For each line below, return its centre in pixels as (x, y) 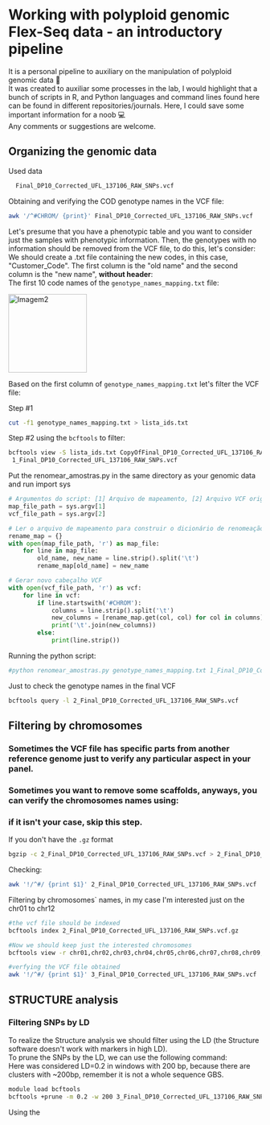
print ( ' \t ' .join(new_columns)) (104, 626)
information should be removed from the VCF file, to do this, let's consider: (132, 248)
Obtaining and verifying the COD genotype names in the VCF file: (117, 201)
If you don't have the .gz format (61, 840)
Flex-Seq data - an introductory (115, 32)
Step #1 (21, 407)
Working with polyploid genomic (119, 15)
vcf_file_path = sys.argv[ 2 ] (57, 514)
